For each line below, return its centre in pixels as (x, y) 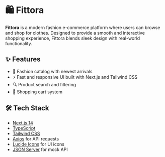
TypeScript (24, 128)
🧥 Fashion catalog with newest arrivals (52, 71)
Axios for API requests (36, 138)
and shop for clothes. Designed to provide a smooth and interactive (75, 33)
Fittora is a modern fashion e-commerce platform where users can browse (83, 27)
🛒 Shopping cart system (37, 92)
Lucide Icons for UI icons (38, 144)
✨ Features (23, 59)
